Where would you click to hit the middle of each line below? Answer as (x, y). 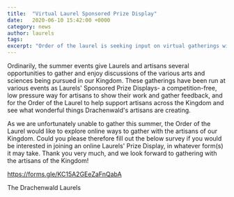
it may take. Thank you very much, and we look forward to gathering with (112, 153)
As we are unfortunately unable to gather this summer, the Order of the (109, 124)
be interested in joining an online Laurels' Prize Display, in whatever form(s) (116, 146)
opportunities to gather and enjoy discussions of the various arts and (106, 73)
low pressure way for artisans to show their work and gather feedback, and (115, 95)
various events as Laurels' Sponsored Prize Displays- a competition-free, (112, 88)
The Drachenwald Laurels (44, 188)
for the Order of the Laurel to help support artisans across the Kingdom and (116, 103)
